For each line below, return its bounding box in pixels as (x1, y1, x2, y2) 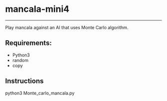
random (12, 57, 29, 63)
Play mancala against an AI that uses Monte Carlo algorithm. (5, 24, 129, 30)
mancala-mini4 (5, 3, 70, 15)
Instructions (5, 77, 44, 85)
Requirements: (5, 39, 52, 48)
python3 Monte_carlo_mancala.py (5, 90, 75, 96)
